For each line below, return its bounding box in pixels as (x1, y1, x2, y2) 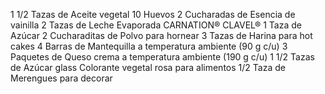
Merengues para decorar (10, 72, 113, 84)
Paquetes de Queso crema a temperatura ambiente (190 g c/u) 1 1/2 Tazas (10, 51, 315, 63)
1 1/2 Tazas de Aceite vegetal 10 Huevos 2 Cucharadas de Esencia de (10, 9, 296, 20)
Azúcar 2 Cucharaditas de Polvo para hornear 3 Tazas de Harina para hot (10, 30, 313, 41)
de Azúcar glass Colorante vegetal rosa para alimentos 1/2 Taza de (10, 62, 286, 73)
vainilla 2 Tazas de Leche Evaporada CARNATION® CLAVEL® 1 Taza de (10, 19, 302, 31)
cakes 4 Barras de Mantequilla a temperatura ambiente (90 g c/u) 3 (10, 40, 288, 52)
